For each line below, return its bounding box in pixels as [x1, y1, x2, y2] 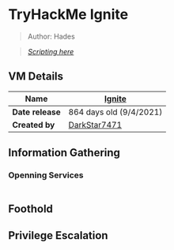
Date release [12, 106, 61, 118]
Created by [12, 119, 55, 130]
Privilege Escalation [8, 229, 108, 242]
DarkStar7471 [68, 119, 123, 130]
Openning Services [8, 170, 85, 181]
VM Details [8, 69, 64, 84]
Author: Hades [27, 32, 75, 41]
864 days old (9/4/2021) [68, 106, 163, 118]
